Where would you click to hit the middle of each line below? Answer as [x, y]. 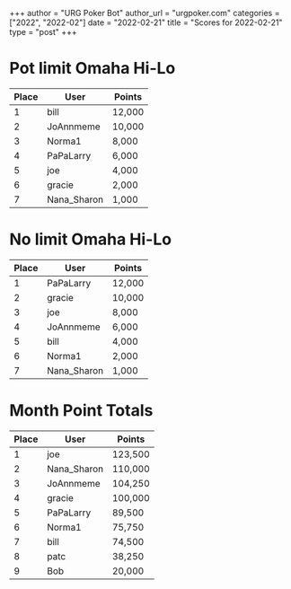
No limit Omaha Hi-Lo [91, 239]
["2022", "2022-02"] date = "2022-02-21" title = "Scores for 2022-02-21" [146, 22]
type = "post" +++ [44, 32]
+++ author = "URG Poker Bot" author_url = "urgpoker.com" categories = [145, 13]
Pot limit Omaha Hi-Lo [93, 69]
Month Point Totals [81, 411]
